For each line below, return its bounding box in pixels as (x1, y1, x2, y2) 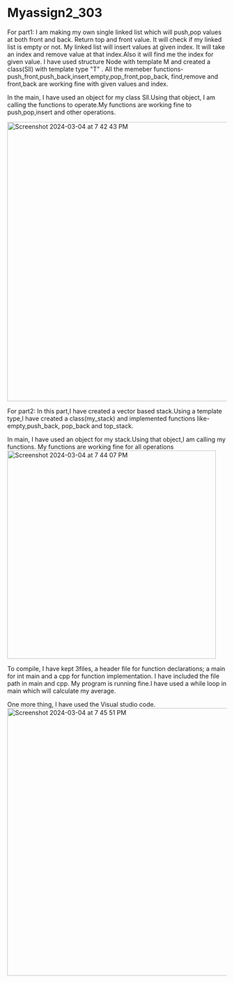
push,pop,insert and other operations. (7, 108, 116, 116)
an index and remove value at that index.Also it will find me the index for (7, 50, 214, 58)
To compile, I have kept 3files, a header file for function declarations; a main (7, 664, 226, 673)
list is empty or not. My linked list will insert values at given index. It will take (7, 42, 225, 51)
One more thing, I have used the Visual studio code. (7, 700, 156, 708)
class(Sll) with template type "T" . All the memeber (7, 65, 153, 73)
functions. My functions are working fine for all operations (7, 442, 174, 450)
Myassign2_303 (7, 5, 103, 21)
